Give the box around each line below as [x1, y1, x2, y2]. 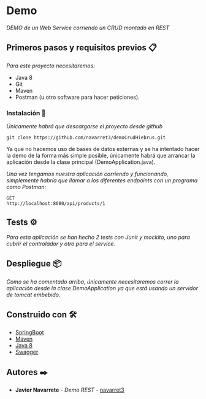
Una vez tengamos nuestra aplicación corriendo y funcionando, [6, 170, 169, 178]
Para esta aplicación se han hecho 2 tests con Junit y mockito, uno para [6, 233, 190, 241]
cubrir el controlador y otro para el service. [6, 240, 115, 247]
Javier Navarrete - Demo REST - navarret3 [15, 386, 124, 393]
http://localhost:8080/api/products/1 [6, 201, 105, 207]
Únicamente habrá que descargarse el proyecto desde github [6, 123, 163, 130]
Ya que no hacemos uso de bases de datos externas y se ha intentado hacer [6, 145, 200, 153]
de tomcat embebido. [6, 291, 61, 298]
